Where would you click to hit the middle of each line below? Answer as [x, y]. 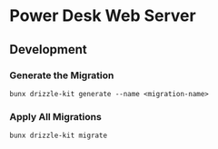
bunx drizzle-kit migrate [58, 136]
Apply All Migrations [55, 116]
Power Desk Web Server [103, 16]
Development [49, 50]
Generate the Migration [62, 75]
